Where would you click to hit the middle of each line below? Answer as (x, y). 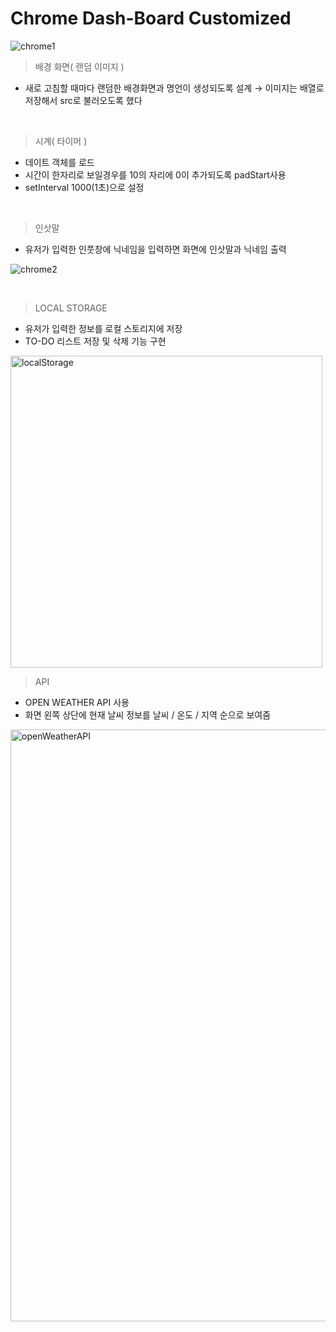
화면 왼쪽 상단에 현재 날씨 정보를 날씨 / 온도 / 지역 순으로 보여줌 (148, 714)
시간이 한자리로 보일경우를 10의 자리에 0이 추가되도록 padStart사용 (155, 174)
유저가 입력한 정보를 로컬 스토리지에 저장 (103, 328)
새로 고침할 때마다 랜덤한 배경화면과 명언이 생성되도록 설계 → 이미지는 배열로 (174, 88)
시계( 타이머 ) (61, 141)
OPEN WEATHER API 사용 (77, 702)
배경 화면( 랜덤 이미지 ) (79, 66)
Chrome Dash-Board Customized (151, 18)
